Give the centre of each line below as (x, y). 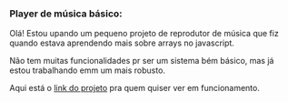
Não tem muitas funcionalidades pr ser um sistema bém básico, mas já (142, 61)
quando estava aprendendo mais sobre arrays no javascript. (122, 43)
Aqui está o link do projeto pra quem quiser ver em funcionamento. (135, 88)
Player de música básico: (66, 14)
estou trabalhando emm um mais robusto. (88, 70)
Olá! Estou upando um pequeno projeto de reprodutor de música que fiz (144, 34)
